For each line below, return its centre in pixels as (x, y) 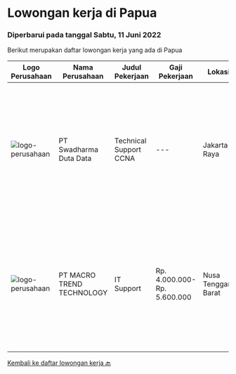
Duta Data (75, 158)
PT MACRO (77, 276)
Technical (131, 141)
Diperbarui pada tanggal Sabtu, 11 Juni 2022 (84, 35)
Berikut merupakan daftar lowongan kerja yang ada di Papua (95, 50)
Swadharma (78, 150)
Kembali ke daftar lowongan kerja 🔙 (59, 363)
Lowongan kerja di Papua (82, 13)
